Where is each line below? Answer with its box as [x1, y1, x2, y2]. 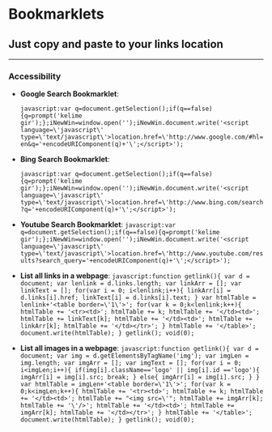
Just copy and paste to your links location [8, 37, 224, 51]
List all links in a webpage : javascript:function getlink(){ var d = [19, 271, 250, 280]
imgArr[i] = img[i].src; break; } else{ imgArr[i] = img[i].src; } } [19, 374, 261, 382]
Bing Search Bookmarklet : [19, 155, 110, 165]
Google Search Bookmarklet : [19, 89, 119, 99]
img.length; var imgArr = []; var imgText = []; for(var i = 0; [19, 359, 242, 367]
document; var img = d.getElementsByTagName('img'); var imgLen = [19, 352, 249, 361]
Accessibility [8, 71, 62, 82]
